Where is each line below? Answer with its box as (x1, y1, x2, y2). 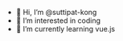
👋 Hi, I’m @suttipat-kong (15, 8, 97, 17)
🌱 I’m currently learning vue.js (15, 24, 115, 33)
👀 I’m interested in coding (15, 16, 101, 25)
